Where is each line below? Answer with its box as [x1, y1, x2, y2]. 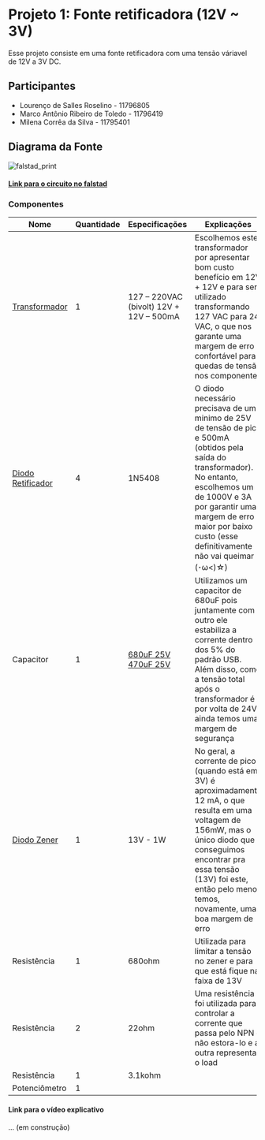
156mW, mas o [194, 825, 252, 836]
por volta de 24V [194, 703, 258, 714]
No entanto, [194, 471, 238, 482]
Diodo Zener [12, 834, 58, 845]
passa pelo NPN [194, 1027, 255, 1038]
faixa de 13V [194, 975, 243, 986]
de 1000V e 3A [194, 491, 252, 502]
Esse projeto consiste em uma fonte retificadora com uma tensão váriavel [8, 48, 248, 58]
